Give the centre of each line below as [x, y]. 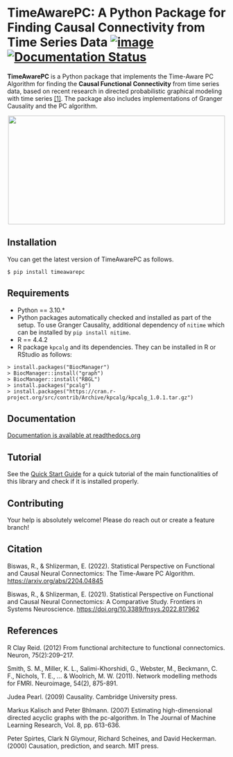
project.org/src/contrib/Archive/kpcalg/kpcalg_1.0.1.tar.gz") [101, 398]
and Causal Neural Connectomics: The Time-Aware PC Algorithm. [101, 573]
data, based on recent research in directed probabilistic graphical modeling [115, 91]
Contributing [35, 503]
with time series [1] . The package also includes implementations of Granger [115, 98]
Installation [32, 242]
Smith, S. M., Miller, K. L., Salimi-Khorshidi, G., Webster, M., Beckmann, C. [112, 668]
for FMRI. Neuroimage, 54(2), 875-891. [63, 683]
